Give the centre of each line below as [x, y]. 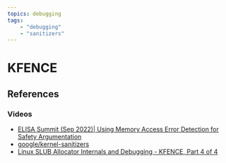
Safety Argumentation [49, 137]
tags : [15, 20]
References [33, 94]
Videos [20, 114]
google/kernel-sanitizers [53, 144]
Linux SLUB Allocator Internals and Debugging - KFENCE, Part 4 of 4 [118, 152]
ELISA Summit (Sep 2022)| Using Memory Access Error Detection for [118, 129]
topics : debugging [34, 14]
